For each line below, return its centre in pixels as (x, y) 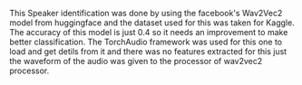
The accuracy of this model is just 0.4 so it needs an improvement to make (149, 32)
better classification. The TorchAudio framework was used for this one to (146, 42)
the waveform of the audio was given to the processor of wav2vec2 (136, 61)
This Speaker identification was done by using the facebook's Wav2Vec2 (146, 13)
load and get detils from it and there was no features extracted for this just (148, 52)
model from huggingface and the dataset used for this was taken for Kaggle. (152, 23)
